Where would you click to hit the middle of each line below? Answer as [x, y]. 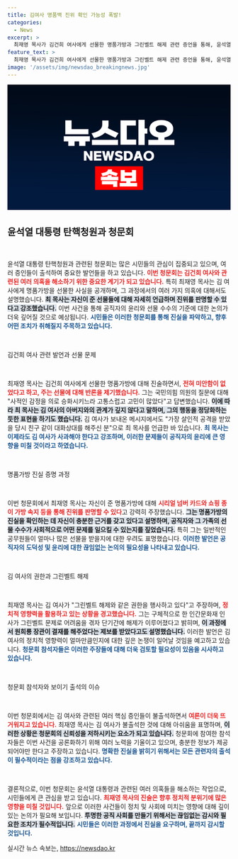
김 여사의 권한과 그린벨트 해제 [48, 576]
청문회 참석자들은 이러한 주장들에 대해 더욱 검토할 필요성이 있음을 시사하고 [123, 649]
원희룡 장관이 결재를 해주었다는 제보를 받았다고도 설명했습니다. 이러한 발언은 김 [123, 631]
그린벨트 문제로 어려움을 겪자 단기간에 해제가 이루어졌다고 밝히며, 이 [114, 623]
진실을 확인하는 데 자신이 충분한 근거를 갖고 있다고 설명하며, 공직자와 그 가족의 [113, 521]
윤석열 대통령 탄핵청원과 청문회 [71, 231]
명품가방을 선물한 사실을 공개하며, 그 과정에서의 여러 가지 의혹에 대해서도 [126, 291]
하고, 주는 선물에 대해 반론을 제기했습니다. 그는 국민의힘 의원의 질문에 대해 [127, 393]
